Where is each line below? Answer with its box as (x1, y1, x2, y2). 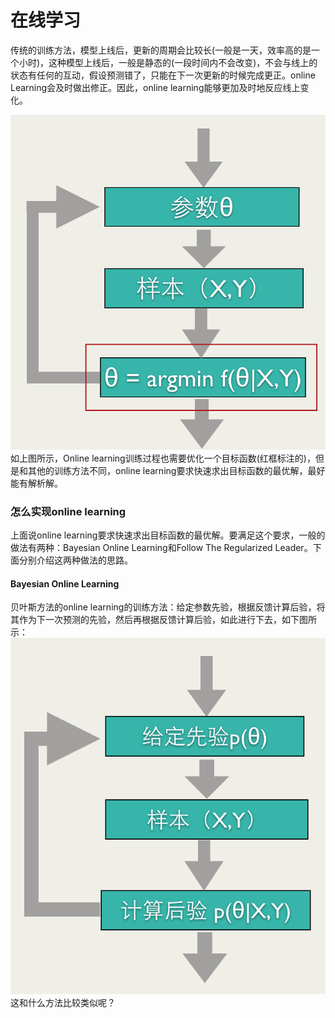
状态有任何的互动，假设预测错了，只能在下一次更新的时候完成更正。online (10, 69, 316, 81)
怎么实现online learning (10, 504, 127, 518)
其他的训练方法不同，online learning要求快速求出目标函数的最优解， (27, 464, 308, 476)
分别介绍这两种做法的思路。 (18, 554, 133, 566)
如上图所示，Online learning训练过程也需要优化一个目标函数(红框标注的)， (10, 452, 316, 464)
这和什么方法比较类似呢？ (10, 997, 116, 1009)
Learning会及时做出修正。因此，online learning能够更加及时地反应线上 (10, 81, 301, 93)
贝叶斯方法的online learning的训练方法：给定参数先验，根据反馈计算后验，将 (10, 601, 326, 613)
